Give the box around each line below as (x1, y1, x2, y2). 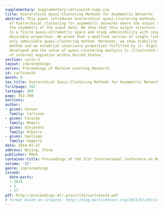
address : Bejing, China (5, 148, 53, 153)
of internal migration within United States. (9, 52, 103, 57)
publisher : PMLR (5, 152, 38, 157)
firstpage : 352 (5, 84, 36, 89)
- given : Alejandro (5, 125, 45, 130)
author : (5, 102, 21, 107)
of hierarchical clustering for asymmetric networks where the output (9, 20, 155, 26)
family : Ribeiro (9, 130, 42, 134)
